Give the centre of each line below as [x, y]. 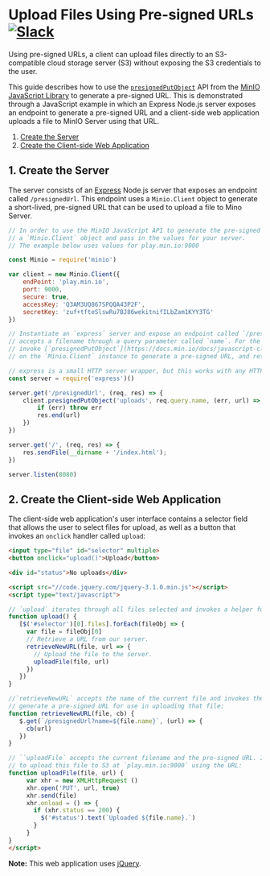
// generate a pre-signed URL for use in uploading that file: [117, 706]
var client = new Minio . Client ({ [64, 275]
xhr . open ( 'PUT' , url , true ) [73, 788]
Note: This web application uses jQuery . [75, 863]
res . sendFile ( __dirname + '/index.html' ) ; [95, 452]
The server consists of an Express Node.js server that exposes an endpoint [133, 190]
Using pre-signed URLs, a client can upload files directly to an [111, 54]
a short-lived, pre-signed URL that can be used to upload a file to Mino [125, 207]
